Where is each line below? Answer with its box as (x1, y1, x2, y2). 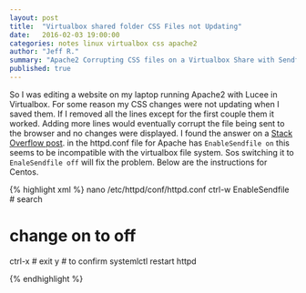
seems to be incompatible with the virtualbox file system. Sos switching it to (9, 146, 294, 157)
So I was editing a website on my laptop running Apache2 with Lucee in (9, 88, 278, 100)
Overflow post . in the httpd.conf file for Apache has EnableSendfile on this (9, 137, 290, 148)
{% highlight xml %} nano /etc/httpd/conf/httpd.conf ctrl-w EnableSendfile (9, 184, 290, 195)
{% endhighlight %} (9, 273, 84, 284)
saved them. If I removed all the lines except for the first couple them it (9, 108, 275, 119)
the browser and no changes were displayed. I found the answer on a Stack (9, 127, 293, 138)
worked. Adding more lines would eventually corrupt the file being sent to (9, 117, 285, 128)
